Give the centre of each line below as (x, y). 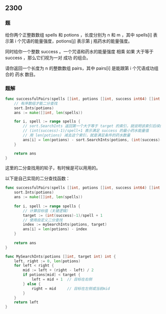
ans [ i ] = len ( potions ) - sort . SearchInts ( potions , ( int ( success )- (93, 140)
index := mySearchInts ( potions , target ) (65, 225)
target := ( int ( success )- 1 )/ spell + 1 (63, 215)
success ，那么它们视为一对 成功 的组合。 (48, 58)
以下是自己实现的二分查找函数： (38, 178)
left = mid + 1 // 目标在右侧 (62, 279)
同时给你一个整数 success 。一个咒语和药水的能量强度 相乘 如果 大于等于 (80, 51)
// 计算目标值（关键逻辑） (46, 211)
